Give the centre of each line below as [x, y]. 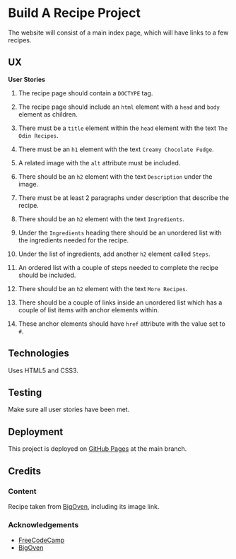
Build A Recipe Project [74, 13]
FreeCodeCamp [41, 540]
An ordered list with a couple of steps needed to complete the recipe [118, 267]
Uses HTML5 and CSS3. [43, 370]
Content [23, 491]
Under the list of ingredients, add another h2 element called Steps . [114, 254]
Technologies [39, 354]
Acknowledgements [43, 524]
